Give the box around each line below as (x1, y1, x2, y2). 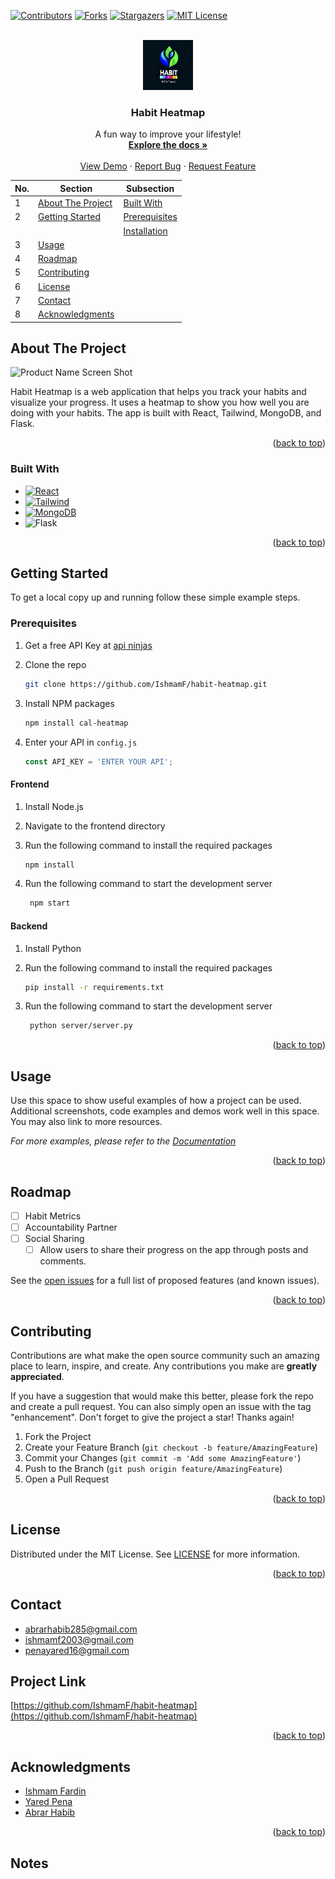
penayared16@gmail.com (24, 1644, 130, 1656)
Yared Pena (24, 1796, 73, 1808)
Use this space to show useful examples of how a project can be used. (10, 1095, 302, 1107)
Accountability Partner (24, 1221, 118, 1233)
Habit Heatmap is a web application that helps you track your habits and (10, 386, 307, 398)
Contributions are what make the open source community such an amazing (10, 1349, 320, 1361)
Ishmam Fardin (24, 1785, 87, 1797)
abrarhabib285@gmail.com (24, 1623, 138, 1635)
